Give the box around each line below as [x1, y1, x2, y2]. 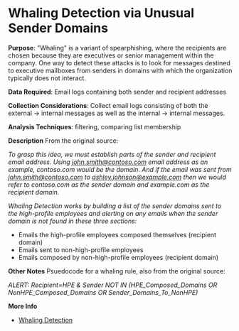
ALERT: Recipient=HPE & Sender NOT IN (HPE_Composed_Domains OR [8, 281, 218, 289]
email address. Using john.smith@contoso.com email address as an [8, 158, 208, 166]
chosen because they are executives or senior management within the [8, 51, 214, 60]
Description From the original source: [8, 136, 119, 145]
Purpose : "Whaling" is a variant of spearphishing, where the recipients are [8, 43, 227, 52]
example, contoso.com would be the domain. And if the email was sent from [8, 165, 232, 173]
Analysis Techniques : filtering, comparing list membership [8, 122, 181, 131]
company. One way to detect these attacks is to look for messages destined [8, 58, 230, 67]
